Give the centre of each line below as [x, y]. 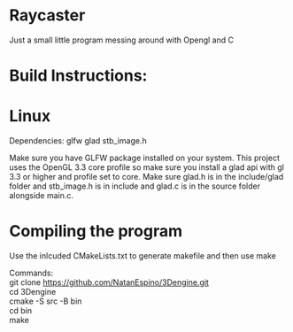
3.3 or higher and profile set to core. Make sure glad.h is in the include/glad [146, 177]
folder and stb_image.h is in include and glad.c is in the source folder [135, 186]
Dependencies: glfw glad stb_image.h [78, 141]
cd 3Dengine [33, 292]
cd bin [21, 310]
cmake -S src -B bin [46, 301]
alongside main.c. [41, 196]
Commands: [31, 273]
